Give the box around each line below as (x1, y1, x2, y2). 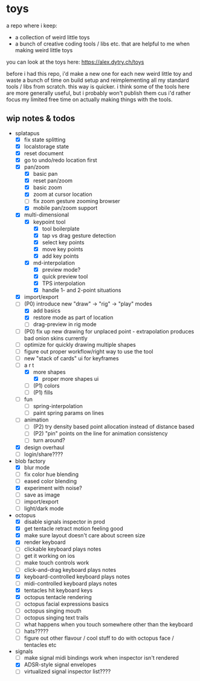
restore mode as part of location (33, 314, 114, 321)
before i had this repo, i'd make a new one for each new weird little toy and (6, 70, 192, 77)
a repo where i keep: (6, 22, 57, 29)
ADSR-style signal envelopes (24, 661, 97, 668)
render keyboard (24, 538, 66, 546)
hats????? (24, 628, 49, 635)
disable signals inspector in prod (24, 518, 106, 526)
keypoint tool (33, 218, 66, 226)
